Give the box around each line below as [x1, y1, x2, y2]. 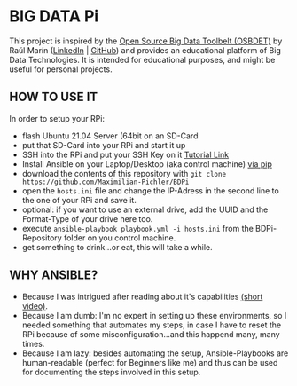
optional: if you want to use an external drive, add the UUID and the [21, 204, 269, 215]
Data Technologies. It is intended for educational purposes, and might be [9, 54, 276, 65]
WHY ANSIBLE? [9, 268, 98, 283]
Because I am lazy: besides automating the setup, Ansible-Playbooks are [21, 348, 289, 358]
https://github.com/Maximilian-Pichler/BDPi [21, 177, 190, 186]
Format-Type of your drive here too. [21, 213, 153, 224]
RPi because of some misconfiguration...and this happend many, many [21, 328, 281, 339]
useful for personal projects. [9, 64, 113, 75]
